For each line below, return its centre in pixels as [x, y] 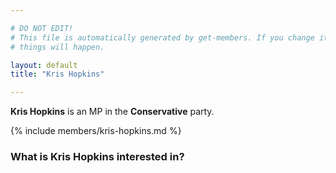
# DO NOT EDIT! [42, 28]
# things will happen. [57, 47]
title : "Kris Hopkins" [57, 74]
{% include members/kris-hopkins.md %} [96, 131]
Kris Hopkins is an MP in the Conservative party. [112, 112]
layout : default [44, 65]
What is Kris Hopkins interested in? [97, 157]
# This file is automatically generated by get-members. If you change [162, 37]
